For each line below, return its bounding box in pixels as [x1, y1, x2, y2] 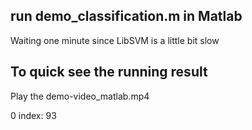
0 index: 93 [10, 109, 57, 121]
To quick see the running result [10, 64, 208, 81]
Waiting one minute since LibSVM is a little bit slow [10, 34, 220, 46]
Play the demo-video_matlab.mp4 [10, 90, 150, 102]
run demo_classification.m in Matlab [10, 8, 243, 25]
